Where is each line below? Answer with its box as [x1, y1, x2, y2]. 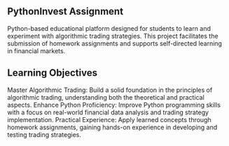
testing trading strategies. [7, 130, 82, 139]
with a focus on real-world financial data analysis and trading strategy [7, 108, 209, 117]
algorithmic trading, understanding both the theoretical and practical [7, 93, 204, 101]
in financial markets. [7, 46, 66, 55]
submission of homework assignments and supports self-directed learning [7, 39, 223, 48]
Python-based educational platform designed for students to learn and [7, 24, 211, 32]
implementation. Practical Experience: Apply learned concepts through [7, 115, 211, 124]
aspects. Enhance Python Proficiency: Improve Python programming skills [7, 100, 221, 109]
